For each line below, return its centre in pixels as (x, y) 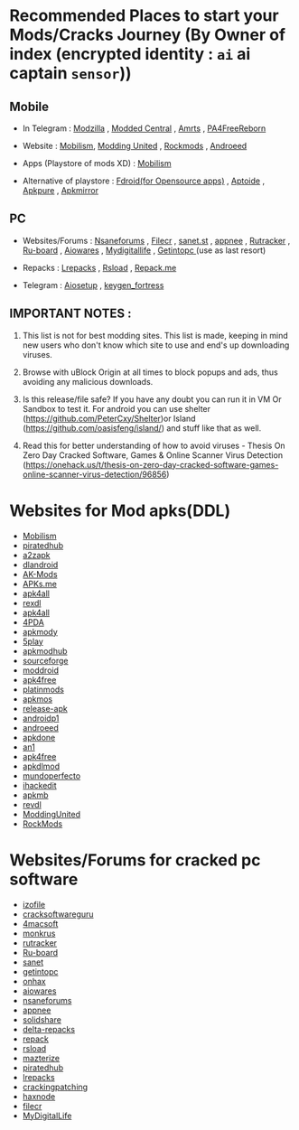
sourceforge (46, 660)
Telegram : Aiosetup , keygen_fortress (93, 285)
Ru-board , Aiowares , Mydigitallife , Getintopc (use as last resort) (144, 250)
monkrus (39, 933)
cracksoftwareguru (58, 914)
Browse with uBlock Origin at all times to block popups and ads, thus (150, 372)
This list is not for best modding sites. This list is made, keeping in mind (155, 335)
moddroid (40, 670)
